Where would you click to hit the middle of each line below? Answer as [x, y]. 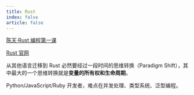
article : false [25, 23]
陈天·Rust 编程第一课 [31, 40]
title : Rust [21, 12]
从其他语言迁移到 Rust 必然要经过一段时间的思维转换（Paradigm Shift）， [95, 65]
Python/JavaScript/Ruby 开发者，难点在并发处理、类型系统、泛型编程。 [94, 85]
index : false [22, 17]
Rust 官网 [18, 53]
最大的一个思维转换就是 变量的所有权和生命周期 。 [71, 73]
